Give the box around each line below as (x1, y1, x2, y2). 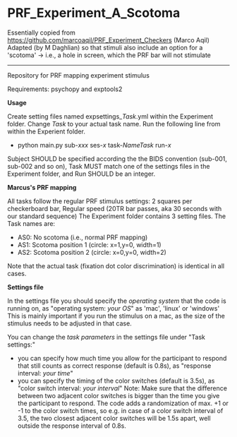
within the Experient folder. (7, 127, 86, 136)
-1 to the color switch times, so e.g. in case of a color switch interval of (17, 406, 224, 414)
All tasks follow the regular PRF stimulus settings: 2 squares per (7, 196, 193, 205)
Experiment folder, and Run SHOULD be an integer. (7, 169, 156, 178)
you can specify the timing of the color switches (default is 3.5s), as (17, 376, 215, 385)
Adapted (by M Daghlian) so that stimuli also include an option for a (7, 43, 203, 52)
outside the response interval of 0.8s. (17, 421, 127, 430)
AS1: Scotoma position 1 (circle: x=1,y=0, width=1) (17, 240, 162, 249)
